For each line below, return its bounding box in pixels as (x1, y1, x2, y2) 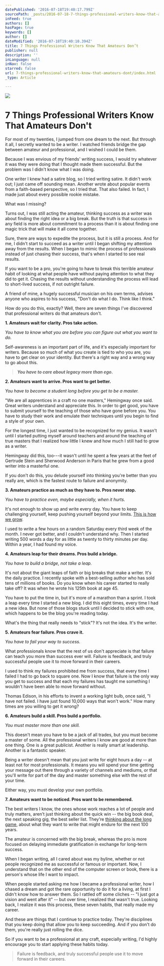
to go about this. (5, 359, 38, 365)
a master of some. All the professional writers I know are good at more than (5, 737, 157, 742)
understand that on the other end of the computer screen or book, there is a (5, 866, 158, 872)
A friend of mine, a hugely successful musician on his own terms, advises (5, 290, 153, 296)
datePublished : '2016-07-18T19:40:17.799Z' (5, 7, 95, 12)
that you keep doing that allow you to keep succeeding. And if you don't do (5, 921, 156, 927)
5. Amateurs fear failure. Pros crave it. (5, 629, 84, 635)
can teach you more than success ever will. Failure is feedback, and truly (5, 653, 152, 659)
